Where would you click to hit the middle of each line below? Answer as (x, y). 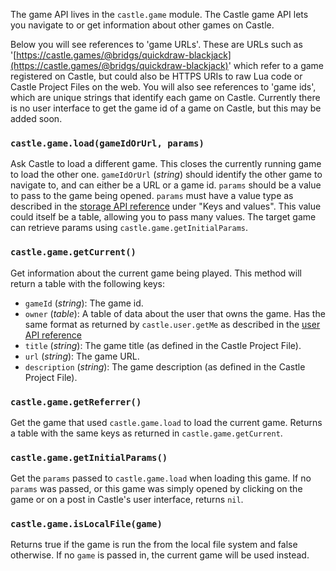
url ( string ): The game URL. (82, 356)
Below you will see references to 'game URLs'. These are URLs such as (156, 44)
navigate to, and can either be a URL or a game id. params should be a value (166, 185)
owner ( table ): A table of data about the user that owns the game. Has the (175, 313)
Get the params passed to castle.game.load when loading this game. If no (161, 478)
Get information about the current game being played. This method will (156, 273)
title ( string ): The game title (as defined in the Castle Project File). (163, 345)
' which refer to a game (276, 65)
